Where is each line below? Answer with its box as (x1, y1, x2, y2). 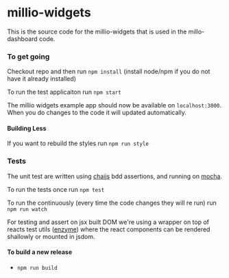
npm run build (16, 264, 58, 271)
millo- (188, 27, 205, 36)
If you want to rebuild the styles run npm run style (7, 139, 149, 148)
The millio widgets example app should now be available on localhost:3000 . (7, 101, 221, 110)
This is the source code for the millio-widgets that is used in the (7, 27, 187, 36)
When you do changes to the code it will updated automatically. (7, 108, 186, 117)
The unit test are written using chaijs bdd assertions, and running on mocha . (7, 172, 223, 180)
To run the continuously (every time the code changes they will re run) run (7, 199, 217, 207)
